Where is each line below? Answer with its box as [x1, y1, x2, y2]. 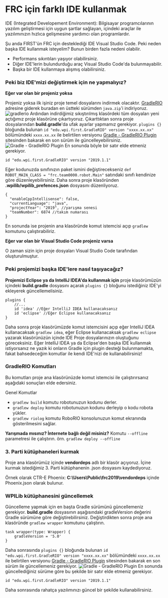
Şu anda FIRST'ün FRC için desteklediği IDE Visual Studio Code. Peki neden [5, 40, 161, 46]
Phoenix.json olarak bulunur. [5, 480, 64, 486]
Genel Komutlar [5, 389, 38, 395]
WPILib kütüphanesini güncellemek [5, 493, 94, 500]
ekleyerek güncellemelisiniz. [5, 288, 64, 294]
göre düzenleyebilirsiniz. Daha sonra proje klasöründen [5, 177, 119, 183]
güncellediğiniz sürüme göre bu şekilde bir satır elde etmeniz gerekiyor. [5, 568, 153, 574]
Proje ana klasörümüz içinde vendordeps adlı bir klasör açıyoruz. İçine [5, 459, 151, 465]
